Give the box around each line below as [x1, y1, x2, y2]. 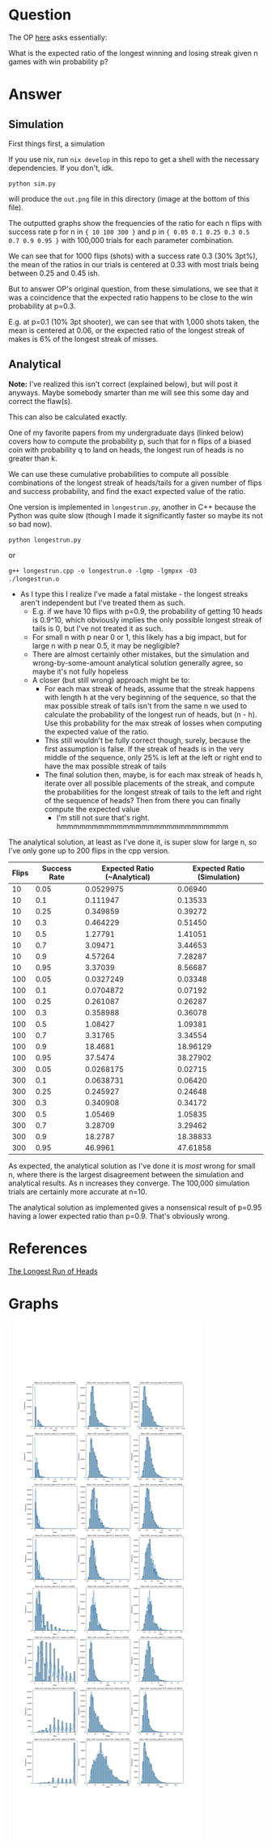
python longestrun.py [8, 536, 82, 544]
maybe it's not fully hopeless [32, 666, 129, 676]
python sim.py [8, 180, 57, 188]
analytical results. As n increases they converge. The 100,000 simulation [8, 1178, 250, 1188]
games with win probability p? [8, 57, 108, 66]
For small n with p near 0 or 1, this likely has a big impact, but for [32, 632, 247, 641]
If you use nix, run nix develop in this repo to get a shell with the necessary [8, 154, 260, 164]
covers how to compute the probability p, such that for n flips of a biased [8, 436, 252, 446]
